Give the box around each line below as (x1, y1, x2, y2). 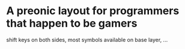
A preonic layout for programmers (6, 4, 180, 18)
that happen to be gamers (6, 17, 138, 30)
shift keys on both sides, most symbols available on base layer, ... (6, 36, 168, 43)
